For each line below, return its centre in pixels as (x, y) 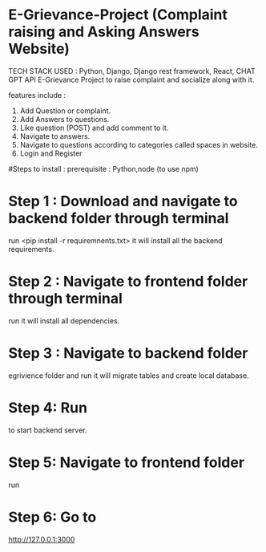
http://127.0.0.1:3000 (42, 539)
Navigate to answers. (55, 136)
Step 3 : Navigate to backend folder (128, 353)
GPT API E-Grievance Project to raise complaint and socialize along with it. (131, 79)
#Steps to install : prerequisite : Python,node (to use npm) (103, 168)
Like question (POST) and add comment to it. (94, 128)
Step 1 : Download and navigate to (123, 201)
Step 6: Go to (52, 517)
